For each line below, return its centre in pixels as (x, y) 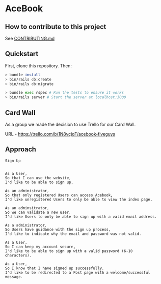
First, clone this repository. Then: (39, 66)
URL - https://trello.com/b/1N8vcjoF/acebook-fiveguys (60, 134)
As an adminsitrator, (27, 208)
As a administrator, (26, 225)
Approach (21, 150)
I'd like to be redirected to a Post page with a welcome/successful (78, 272)
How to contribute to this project (56, 27)
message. (14, 277)
